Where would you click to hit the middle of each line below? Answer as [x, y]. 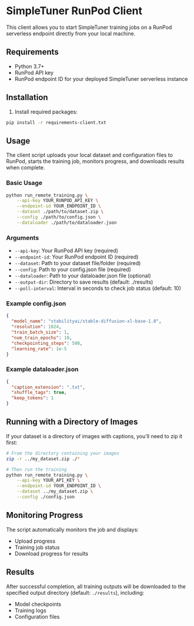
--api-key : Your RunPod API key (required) [66, 251]
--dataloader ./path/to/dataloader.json [67, 223]
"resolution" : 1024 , [36, 327]
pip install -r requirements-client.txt [56, 122]
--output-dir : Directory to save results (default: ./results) [84, 282]
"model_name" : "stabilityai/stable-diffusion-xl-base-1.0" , [86, 321]
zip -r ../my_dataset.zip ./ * [43, 459]
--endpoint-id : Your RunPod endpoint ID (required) [76, 257]
